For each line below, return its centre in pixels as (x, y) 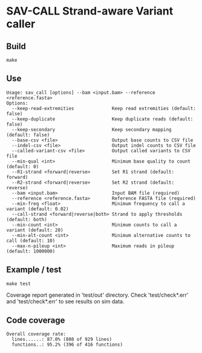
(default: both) (27, 219)
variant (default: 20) (35, 230)
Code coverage (36, 321)
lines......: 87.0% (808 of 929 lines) (62, 340)
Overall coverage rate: (36, 334)
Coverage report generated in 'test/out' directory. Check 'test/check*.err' (97, 295)
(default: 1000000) (31, 251)
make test (19, 283)
